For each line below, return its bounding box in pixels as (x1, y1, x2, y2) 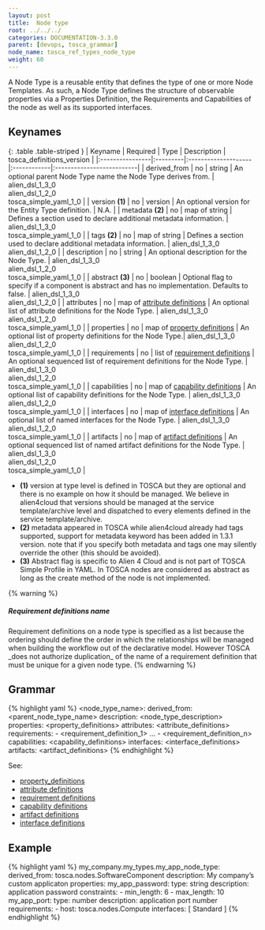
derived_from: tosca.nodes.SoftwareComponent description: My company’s (8, 871, 255, 880)
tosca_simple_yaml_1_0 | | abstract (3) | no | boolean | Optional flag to (8, 272, 233, 281)
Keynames (8, 126, 62, 139)
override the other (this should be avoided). (19, 548, 162, 557)
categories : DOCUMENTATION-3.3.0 (8, 33, 118, 42)
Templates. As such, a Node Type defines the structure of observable (8, 85, 235, 95)
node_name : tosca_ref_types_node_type (8, 48, 136, 56)
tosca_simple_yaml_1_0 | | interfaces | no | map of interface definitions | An (8, 406, 250, 416)
